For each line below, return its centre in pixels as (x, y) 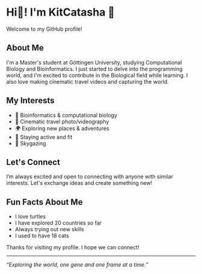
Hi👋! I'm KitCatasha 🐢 (61, 12)
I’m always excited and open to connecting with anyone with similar (90, 176)
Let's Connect (33, 162)
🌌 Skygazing (30, 143)
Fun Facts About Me (44, 202)
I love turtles (30, 217)
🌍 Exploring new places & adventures (62, 128)
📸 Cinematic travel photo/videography (62, 121)
